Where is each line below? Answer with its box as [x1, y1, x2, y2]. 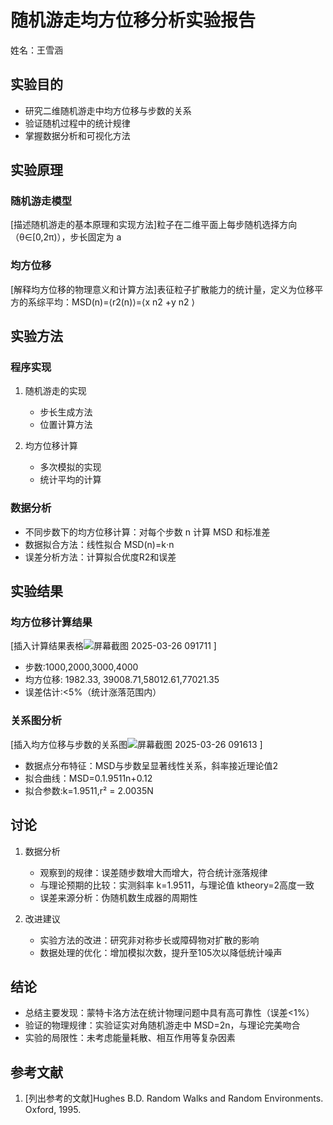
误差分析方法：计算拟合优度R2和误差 [24, 551, 177, 563]
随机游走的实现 [24, 385, 87, 397]
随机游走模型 [10, 194, 73, 208]
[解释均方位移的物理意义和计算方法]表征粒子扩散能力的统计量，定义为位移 [10, 283, 315, 295]
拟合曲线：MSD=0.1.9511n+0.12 [24, 772, 153, 784]
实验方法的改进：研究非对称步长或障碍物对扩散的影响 [39, 934, 260, 946]
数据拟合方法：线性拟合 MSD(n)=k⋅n [24, 538, 175, 550]
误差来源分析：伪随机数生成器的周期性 [39, 891, 198, 903]
